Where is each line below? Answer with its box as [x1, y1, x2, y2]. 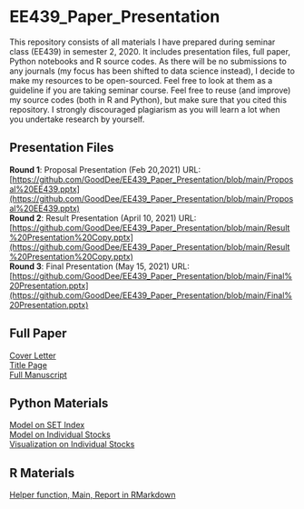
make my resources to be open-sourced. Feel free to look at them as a [9, 75, 273, 85]
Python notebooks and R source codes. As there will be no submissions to [9, 55, 288, 66]
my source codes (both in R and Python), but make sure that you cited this [9, 94, 288, 105]
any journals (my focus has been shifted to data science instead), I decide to [9, 65, 295, 76]
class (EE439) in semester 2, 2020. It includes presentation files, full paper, [9, 45, 290, 56]
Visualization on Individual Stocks [9, 439, 135, 450]
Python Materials [9, 395, 109, 411]
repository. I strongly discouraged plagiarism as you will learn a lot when [9, 104, 280, 115]
